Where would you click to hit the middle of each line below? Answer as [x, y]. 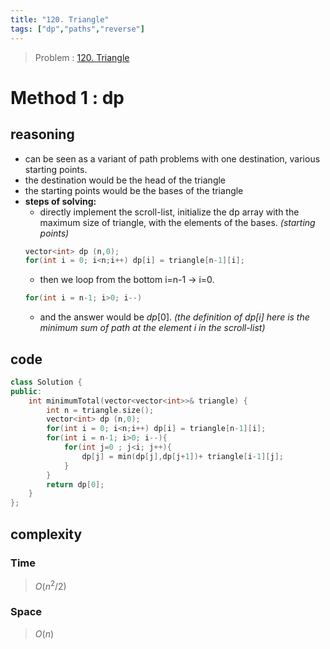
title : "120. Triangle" [60, 19]
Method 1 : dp [67, 97]
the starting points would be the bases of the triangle [134, 190]
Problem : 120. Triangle [82, 57]
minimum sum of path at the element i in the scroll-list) [152, 328]
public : [26, 391]
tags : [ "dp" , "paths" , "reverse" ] [77, 29]
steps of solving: [60, 201]
